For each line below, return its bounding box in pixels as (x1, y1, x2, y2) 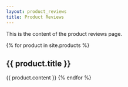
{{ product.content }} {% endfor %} (6, 74, 92, 81)
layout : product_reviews (6, 8, 67, 15)
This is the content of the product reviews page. (6, 30, 122, 37)
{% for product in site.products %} (6, 42, 90, 49)
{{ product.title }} (6, 58, 72, 68)
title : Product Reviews (6, 14, 65, 20)
